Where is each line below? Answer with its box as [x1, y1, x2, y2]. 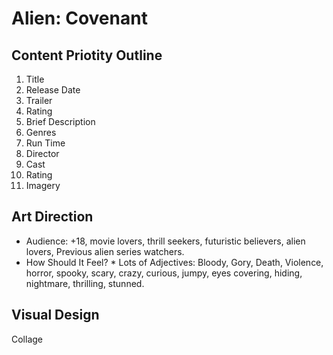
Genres [25, 127, 57, 138]
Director [25, 148, 60, 159]
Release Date [25, 84, 81, 96]
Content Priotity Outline [11, 47, 163, 64]
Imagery [25, 180, 61, 191]
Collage [11, 333, 44, 345]
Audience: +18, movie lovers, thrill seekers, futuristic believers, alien [25, 235, 306, 247]
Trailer [25, 95, 53, 106]
